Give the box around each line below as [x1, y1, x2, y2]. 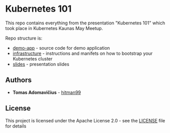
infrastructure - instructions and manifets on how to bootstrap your [12, 50, 153, 56]
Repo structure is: [5, 35, 43, 41]
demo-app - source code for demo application [12, 45, 110, 51]
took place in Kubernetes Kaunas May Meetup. [5, 25, 103, 31]
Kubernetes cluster [12, 55, 53, 61]
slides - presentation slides [12, 61, 70, 67]
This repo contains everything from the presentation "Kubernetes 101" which [5, 20, 165, 26]
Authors [5, 76, 32, 84]
